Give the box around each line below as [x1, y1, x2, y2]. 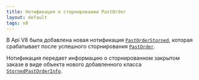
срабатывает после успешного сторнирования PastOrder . [6, 43, 156, 50]
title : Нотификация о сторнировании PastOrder [6, 8, 126, 15]
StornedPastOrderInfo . [6, 67, 62, 75]
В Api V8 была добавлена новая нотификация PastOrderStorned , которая [6, 37, 193, 44]
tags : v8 [6, 20, 29, 26]
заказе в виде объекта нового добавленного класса [6, 61, 142, 68]
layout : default [6, 14, 47, 20]
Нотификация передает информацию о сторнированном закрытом [6, 55, 180, 62]
